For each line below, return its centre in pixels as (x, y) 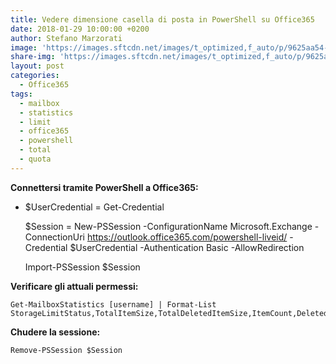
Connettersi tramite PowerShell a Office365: (104, 187)
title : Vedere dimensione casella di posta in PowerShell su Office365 (162, 19)
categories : (35, 76)
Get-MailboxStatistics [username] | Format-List (113, 304)
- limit (35, 122)
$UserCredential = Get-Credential (94, 207)
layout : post (37, 66)
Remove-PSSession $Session (66, 350)
